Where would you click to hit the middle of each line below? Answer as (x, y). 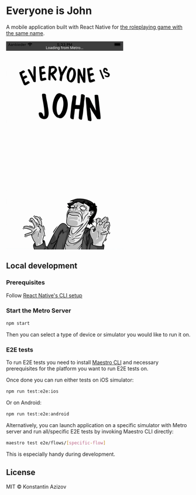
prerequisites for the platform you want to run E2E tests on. (77, 369)
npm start (18, 323)
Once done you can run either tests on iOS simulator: (70, 380)
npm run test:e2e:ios (32, 391)
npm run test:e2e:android (37, 414)
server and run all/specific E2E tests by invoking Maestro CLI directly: (90, 431)
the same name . (25, 33)
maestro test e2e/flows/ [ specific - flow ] (56, 443)
